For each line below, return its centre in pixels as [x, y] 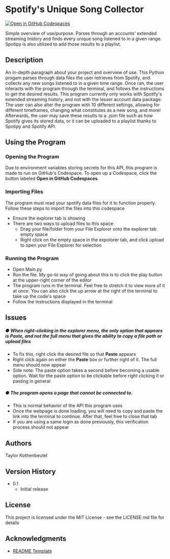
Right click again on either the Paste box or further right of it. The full [85, 360]
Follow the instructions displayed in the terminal [62, 302]
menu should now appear [39, 365]
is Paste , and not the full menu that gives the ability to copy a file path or [83, 336]
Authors [19, 443]
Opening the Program [32, 157]
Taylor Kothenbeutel [26, 455]
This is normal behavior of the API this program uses [67, 406]
